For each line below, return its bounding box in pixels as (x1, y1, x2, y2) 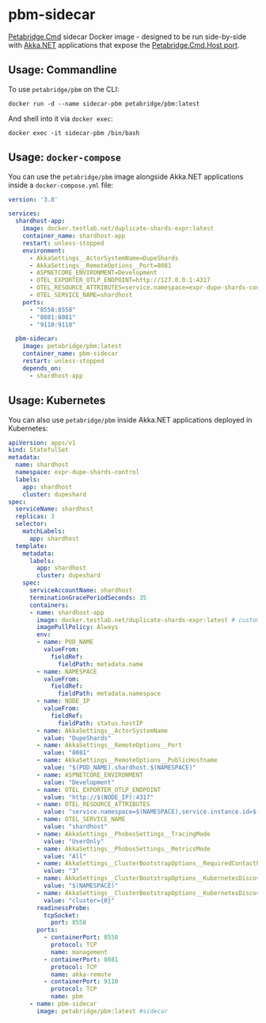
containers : (28, 601, 69, 609)
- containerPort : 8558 (43, 933, 119, 942)
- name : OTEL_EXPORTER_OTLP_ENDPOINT (36, 786, 161, 793)
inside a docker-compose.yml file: (8, 180, 113, 190)
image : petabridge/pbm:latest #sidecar (36, 1007, 169, 1015)
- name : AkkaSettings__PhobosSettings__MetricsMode (36, 844, 211, 853)
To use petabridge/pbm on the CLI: (8, 84, 120, 94)
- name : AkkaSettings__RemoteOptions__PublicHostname (36, 756, 218, 764)
